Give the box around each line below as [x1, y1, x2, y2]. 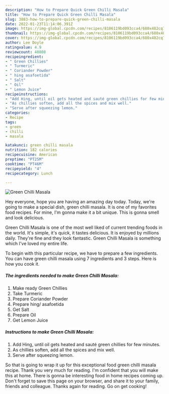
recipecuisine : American [5, 152, 57, 157]
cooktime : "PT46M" [5, 162, 44, 167]
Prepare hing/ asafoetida [12, 301, 64, 307]
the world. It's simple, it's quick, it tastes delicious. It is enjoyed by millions [5, 230, 159, 236]
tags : [5, 119, 17, 125]
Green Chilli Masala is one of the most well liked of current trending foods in [5, 224, 162, 230]
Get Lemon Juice [12, 318, 48, 324]
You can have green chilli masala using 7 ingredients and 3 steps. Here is [5, 256, 157, 262]
